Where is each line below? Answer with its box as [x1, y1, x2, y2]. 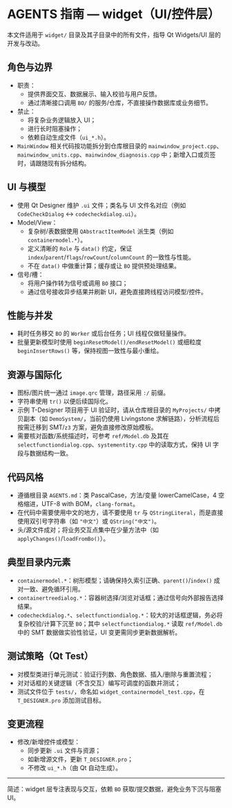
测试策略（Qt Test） [7, 650, 94, 662]
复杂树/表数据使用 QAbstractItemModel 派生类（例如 [27, 226, 174, 235]
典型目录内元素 [7, 557, 71, 568]
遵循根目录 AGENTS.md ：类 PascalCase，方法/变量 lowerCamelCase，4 [17, 491, 217, 499]
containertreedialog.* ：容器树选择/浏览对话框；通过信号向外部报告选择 [17, 593, 224, 602]
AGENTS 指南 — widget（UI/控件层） [7, 6, 220, 22]
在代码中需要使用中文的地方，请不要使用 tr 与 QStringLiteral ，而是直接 [17, 508, 224, 517]
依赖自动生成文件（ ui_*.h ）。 [27, 133, 110, 141]
